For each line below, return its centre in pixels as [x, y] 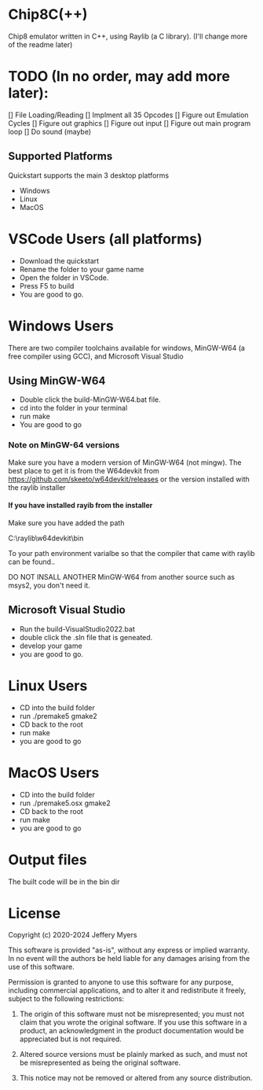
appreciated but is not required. [70, 1039]
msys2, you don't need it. [49, 585]
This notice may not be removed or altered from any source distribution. [136, 1078]
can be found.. [32, 562]
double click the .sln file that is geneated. [86, 637]
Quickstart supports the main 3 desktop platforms [89, 175]
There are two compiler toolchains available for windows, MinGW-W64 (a [127, 348]
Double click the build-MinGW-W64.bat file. [90, 400]
